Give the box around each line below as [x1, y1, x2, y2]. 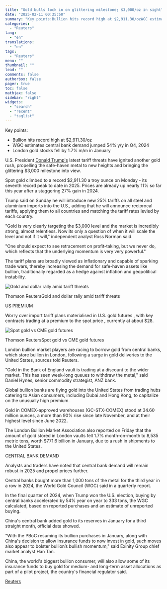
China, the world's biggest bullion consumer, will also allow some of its [5, 558, 150, 564]
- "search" [9, 104, 32, 109]
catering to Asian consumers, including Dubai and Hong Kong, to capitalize [5, 392, 159, 398]
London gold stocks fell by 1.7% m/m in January [12, 147, 111, 153]
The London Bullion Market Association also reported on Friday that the [5, 427, 152, 433]
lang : [5, 30, 16, 35]
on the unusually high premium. [5, 397, 70, 403]
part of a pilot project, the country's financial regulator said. [5, 569, 127, 575]
